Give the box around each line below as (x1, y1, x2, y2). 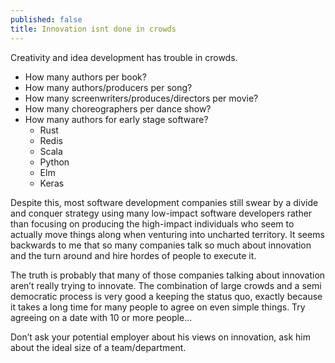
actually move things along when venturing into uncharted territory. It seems (10, 228, 325, 240)
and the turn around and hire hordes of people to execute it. (10, 249, 257, 261)
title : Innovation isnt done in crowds (10, 24, 177, 34)
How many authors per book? (24, 71, 147, 83)
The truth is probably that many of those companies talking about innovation (10, 269, 326, 281)
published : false (10, 14, 83, 25)
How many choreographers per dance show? (24, 102, 212, 115)
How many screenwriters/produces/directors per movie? (24, 92, 259, 104)
